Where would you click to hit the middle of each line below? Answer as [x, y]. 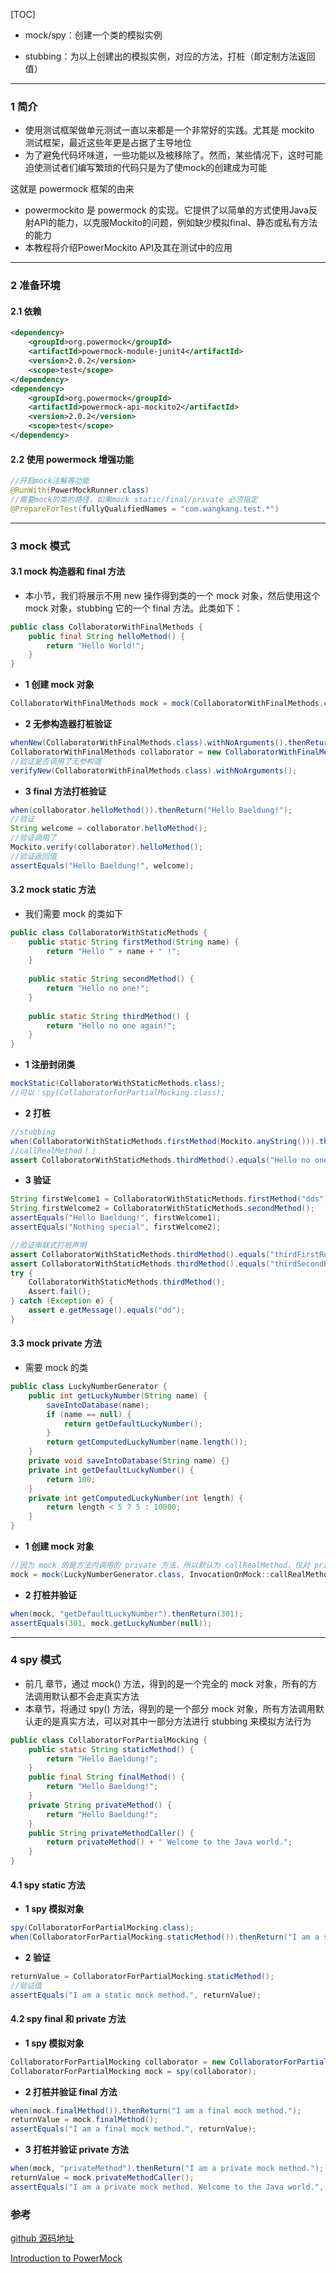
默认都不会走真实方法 [95, 1696]
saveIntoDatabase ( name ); [98, 1405]
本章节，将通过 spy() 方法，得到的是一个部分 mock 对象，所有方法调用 [170, 1708]
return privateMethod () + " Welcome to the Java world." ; [169, 1842]
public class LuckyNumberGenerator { [89, 1387]
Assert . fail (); [60, 1292]
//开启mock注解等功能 [50, 481]
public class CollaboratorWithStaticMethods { [109, 932]
